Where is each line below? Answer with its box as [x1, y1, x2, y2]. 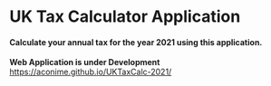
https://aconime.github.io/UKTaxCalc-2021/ [9, 66, 172, 78]
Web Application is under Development [9, 57, 160, 68]
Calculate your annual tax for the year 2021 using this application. [9, 36, 263, 47]
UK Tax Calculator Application [9, 6, 241, 27]
